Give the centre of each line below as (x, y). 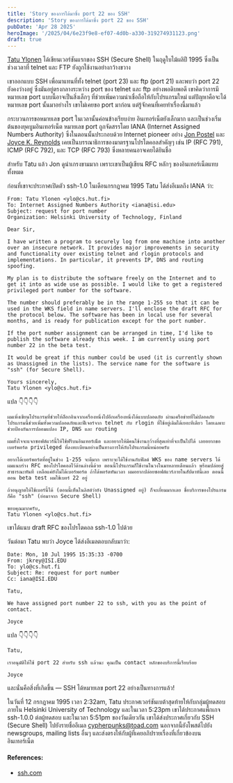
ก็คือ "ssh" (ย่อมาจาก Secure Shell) (54, 496)
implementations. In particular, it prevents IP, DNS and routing (105, 260)
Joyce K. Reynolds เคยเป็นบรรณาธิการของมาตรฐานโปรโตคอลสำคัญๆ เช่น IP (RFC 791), (115, 142)
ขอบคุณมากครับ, (24, 509)
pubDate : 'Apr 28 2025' (42, 26)
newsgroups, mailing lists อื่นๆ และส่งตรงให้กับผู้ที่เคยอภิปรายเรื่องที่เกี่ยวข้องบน (104, 733)
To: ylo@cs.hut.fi (34, 567)
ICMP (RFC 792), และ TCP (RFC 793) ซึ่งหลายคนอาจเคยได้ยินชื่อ (89, 150)
